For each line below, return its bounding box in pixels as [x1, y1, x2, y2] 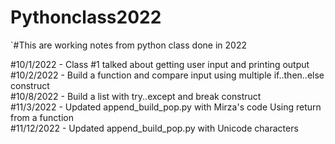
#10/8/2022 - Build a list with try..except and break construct [10, 90, 262, 102]
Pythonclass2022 [10, 6, 162, 29]
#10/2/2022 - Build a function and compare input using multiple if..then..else [10, 69, 325, 81]
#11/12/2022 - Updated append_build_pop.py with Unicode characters [10, 122, 299, 134]
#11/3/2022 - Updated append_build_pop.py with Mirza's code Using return [10, 101, 322, 113]
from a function [10, 111, 74, 123]
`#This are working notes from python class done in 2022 [10, 39, 247, 51]
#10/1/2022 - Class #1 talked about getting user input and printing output [10, 58, 310, 70]
